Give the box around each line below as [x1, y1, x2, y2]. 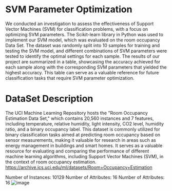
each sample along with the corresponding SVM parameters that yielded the [5, 64, 167, 70]
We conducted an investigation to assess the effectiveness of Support [5, 20, 154, 27]
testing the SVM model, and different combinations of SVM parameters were [5, 48, 167, 54]
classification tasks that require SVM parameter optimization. [5, 75, 135, 81]
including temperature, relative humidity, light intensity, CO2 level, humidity [5, 120, 164, 126]
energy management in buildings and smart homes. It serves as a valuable [5, 142, 163, 148]
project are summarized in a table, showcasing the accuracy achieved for [5, 58, 161, 65]
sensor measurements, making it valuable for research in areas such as [5, 137, 157, 143]
